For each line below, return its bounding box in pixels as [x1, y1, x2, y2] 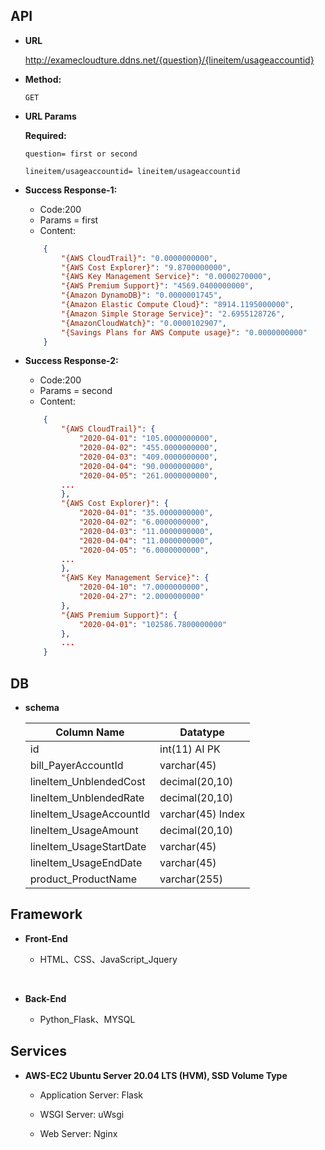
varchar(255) [159, 872, 223, 886]
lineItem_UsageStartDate [29, 840, 147, 853]
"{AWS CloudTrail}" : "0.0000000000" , [61, 253, 218, 263]
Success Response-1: [24, 184, 118, 196]
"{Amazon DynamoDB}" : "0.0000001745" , [61, 290, 223, 301]
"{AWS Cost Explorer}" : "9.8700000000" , [61, 262, 232, 273]
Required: [24, 129, 67, 141]
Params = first [39, 214, 99, 226]
